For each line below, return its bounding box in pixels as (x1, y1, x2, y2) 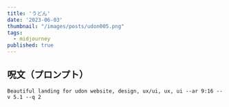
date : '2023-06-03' (7, 16, 63, 23)
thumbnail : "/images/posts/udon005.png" (7, 23, 125, 29)
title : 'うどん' (7, 10, 51, 17)
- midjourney (13, 36, 51, 43)
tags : (7, 29, 23, 36)
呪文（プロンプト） (7, 69, 89, 81)
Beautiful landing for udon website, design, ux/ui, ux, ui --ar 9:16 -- (7, 87, 223, 95)
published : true (7, 42, 54, 49)
